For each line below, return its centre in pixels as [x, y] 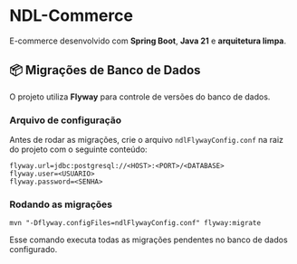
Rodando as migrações [61, 204]
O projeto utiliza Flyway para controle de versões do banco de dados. [140, 97]
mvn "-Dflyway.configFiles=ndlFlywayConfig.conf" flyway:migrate [135, 223]
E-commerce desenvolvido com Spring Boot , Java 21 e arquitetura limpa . [148, 41]
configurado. [34, 250]
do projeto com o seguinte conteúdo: [78, 149]
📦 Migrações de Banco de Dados [105, 70]
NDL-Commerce [72, 16]
